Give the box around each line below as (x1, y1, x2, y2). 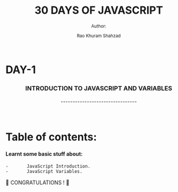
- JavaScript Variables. (5, 169, 83, 175)
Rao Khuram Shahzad (76, 33, 121, 39)
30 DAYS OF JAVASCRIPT (34, 4, 163, 17)
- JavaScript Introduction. (5, 163, 91, 169)
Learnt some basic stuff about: (5, 150, 83, 158)
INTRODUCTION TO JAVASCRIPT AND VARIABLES (25, 84, 173, 93)
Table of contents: (5, 130, 97, 143)
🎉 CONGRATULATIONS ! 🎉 (5, 179, 70, 186)
